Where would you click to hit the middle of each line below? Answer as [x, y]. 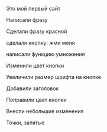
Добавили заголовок [33, 88]
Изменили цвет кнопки [35, 65]
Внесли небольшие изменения [45, 111]
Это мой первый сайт [33, 9]
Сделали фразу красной [37, 31]
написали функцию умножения [46, 54]
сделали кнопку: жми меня [40, 43]
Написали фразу [27, 20]
